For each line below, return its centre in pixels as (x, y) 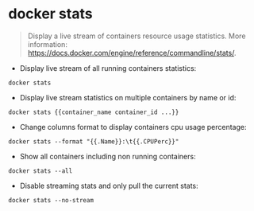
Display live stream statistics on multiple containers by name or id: (128, 97)
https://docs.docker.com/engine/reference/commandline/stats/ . (132, 53)
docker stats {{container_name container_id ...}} (94, 112)
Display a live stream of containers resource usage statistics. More (137, 36)
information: (47, 44)
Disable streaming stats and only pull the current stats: (109, 186)
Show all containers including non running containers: (108, 156)
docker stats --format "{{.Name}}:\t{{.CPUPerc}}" (94, 141)
